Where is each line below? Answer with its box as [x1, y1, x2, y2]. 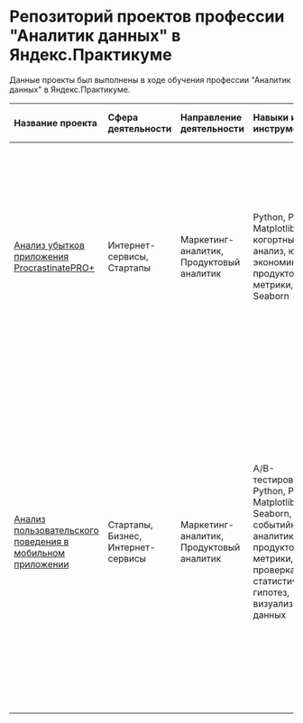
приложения [14, 250, 69, 262]
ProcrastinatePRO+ [14, 261, 96, 274]
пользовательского [14, 524, 99, 536]
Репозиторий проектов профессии [9, 6, 285, 27]
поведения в [14, 535, 69, 547]
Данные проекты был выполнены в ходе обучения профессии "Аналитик [9, 74, 291, 85]
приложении [14, 557, 69, 570]
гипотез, [252, 586, 290, 599]
